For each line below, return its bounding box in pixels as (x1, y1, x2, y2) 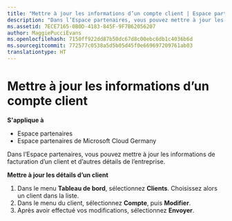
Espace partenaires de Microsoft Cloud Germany (17, 136, 157, 145)
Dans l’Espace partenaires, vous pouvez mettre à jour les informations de (7, 150, 215, 158)
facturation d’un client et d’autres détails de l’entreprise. (7, 157, 166, 166)
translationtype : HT (7, 49, 67, 56)
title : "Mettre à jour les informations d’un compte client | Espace (7, 10, 212, 17)
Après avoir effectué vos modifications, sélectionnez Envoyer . (17, 206, 195, 214)
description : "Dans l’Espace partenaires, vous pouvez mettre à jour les (7, 17, 224, 23)
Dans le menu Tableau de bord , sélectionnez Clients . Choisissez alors (17, 184, 217, 192)
